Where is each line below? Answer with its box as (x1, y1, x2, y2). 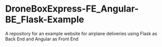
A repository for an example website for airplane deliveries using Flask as (5, 30, 157, 36)
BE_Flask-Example (5, 14, 85, 25)
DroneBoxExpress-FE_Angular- (5, 3, 139, 15)
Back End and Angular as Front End (5, 36, 79, 42)
